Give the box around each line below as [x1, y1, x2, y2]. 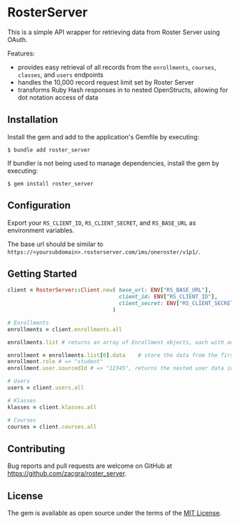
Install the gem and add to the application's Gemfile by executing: [7, 132, 200, 141]
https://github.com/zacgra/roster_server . [7, 469, 127, 478]
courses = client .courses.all [7, 423, 97, 430]
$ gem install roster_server [7, 180, 94, 187]
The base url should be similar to [7, 240, 104, 248]
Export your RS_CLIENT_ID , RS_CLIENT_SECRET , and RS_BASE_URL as [7, 218, 196, 227]
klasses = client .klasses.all [7, 403, 97, 411]
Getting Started [7, 267, 78, 279]
